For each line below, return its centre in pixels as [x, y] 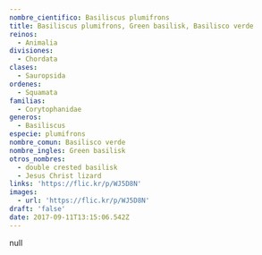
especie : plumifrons [48, 134]
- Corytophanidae [50, 109]
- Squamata [38, 92]
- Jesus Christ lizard [59, 175]
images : [24, 192]
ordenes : [25, 84]
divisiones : [31, 51]
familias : [28, 101]
